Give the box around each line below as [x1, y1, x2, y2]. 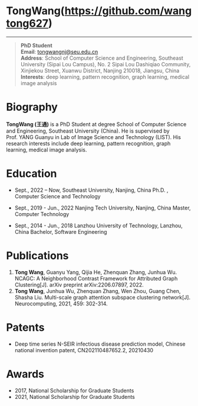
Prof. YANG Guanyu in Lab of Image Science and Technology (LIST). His [6, 133, 181, 140]
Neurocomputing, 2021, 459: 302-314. [14, 300, 108, 307]
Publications [6, 249, 69, 262]
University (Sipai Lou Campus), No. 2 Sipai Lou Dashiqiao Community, [20, 60, 191, 67]
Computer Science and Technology [14, 192, 101, 199]
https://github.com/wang [64, 4, 192, 18]
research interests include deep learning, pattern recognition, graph [6, 140, 171, 147]
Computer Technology [14, 210, 70, 217]
